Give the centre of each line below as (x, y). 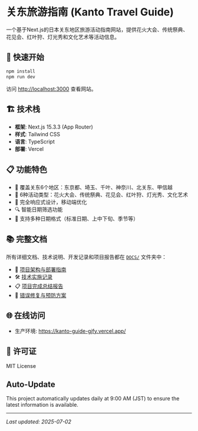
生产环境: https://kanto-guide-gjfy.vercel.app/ (70, 331)
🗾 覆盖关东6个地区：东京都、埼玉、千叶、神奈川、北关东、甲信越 (93, 187)
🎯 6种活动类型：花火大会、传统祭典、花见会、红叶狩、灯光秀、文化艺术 (101, 195)
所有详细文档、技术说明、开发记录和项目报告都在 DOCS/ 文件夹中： (86, 256)
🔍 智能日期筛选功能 (39, 209)
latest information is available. (42, 405)
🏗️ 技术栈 (23, 109)
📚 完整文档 (27, 239)
